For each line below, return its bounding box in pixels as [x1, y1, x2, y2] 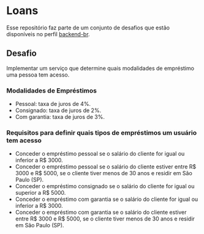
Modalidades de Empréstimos [6, 86, 97, 95]
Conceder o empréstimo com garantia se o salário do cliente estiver [15, 209, 187, 216]
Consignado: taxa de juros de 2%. [15, 107, 102, 114]
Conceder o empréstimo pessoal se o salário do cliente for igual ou [15, 150, 185, 157]
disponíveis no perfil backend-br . [6, 30, 90, 37]
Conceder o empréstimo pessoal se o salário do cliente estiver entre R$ [15, 163, 197, 170]
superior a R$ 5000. [15, 189, 66, 197]
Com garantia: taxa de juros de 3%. [15, 113, 105, 121]
